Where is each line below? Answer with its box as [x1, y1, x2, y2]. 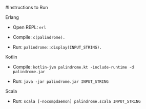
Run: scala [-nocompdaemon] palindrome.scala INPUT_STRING [12, 98, 141, 104]
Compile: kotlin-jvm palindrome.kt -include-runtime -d [12, 64, 134, 70]
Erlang [5, 14, 19, 20]
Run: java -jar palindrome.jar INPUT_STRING [12, 78, 109, 84]
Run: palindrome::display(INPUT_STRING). [12, 44, 102, 50]
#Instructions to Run [5, 5, 48, 10]
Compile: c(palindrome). [12, 34, 66, 40]
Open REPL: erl [12, 24, 47, 30]
